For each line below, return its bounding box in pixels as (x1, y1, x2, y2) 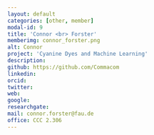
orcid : (7, 76, 27, 84)
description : (7, 57, 46, 64)
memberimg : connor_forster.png (7, 37, 101, 44)
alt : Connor (7, 44, 43, 51)
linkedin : (7, 70, 37, 77)
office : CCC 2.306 (7, 116, 62, 124)
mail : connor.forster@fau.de (7, 110, 94, 117)
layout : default (7, 10, 56, 18)
